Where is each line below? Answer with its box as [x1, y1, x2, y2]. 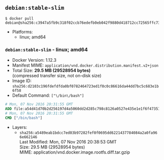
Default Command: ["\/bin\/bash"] [12, 92, 84, 98]
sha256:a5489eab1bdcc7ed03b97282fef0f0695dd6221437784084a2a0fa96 [19, 130, 158, 135]
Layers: [12, 124, 27, 130]
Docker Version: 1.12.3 [12, 57, 57, 63]
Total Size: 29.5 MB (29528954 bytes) [12, 68, 91, 73]
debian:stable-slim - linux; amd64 [5, 46, 88, 53]
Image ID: [12, 78, 32, 84]
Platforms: [12, 29, 33, 35]
